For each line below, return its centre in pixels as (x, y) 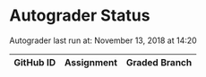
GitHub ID (35, 62)
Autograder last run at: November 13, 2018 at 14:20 (103, 40)
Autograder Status (80, 16)
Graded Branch (159, 62)
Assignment (91, 62)
